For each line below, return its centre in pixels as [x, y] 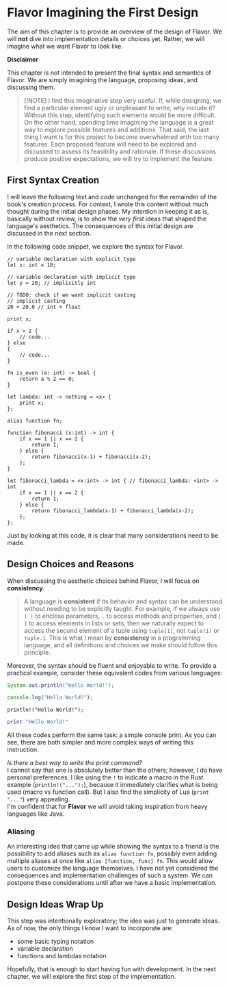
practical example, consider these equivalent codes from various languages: [115, 673]
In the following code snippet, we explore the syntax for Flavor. [96, 246]
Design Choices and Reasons [71, 564]
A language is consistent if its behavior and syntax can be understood [123, 601]
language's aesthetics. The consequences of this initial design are [100, 226]
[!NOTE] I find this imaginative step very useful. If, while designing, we [123, 100]
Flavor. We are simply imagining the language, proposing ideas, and [103, 79]
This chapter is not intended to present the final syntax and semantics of [109, 73]
